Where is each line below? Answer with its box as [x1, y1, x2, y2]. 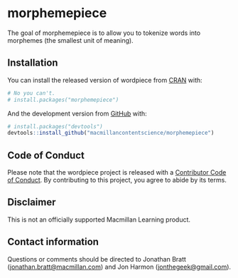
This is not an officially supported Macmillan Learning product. [7, 215, 190, 224]
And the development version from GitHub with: [7, 109, 147, 118]
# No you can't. [7, 89, 55, 97]
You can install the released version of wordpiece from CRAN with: [7, 76, 202, 84]
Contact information [7, 236, 99, 248]
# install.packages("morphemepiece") [7, 96, 119, 103]
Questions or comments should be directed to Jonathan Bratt [7, 254, 187, 263]
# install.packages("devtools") [7, 123, 103, 130]
